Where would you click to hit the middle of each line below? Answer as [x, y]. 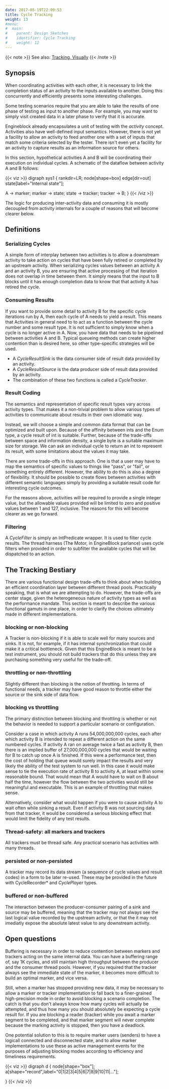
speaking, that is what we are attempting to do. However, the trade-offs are [83, 592]
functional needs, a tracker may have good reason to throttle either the [78, 689]
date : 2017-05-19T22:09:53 [33, 10]
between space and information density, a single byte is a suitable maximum [84, 440]
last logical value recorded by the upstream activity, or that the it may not [81, 917]
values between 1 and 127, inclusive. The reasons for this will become [77, 508]
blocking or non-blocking [37, 627]
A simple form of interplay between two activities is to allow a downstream [82, 255]
